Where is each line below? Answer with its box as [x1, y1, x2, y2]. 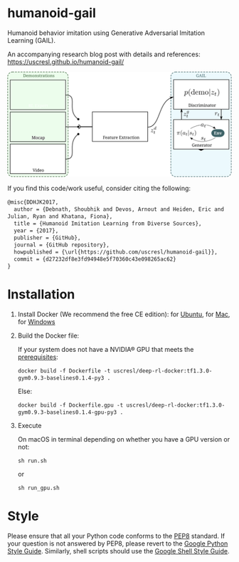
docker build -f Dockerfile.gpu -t [17, 402, 124, 409]
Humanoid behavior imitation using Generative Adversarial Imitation [7, 28, 205, 37]
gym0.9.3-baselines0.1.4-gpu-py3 [17, 409, 117, 416]
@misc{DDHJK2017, [7, 199, 59, 206]
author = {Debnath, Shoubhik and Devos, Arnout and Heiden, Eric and [14, 206, 224, 213]
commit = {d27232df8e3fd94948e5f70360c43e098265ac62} [14, 256, 176, 263]
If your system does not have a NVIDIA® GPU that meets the [17, 345, 194, 354]
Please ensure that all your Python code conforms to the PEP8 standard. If [7, 532, 225, 541]
